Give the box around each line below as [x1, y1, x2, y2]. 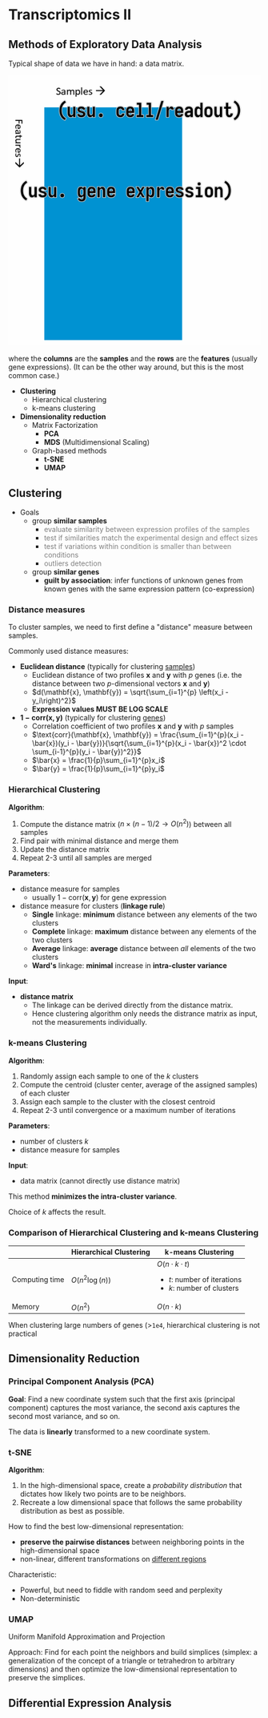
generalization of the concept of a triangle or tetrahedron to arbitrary [8, 1656, 235, 1666]
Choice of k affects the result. [8, 1207, 106, 1216]
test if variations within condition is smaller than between [43, 542, 232, 551]
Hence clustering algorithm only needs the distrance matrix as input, [31, 1009, 258, 1018]
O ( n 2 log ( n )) [70, 1274, 112, 1284]
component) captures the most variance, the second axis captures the [8, 1402, 241, 1412]
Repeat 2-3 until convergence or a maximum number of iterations [19, 1105, 236, 1115]
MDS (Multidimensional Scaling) [43, 438, 150, 447]
